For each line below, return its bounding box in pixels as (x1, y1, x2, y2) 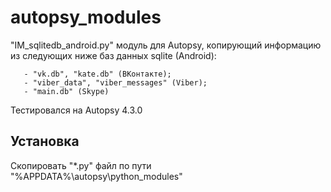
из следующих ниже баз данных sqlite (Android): (10, 49, 217, 61)
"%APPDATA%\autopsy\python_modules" (10, 170, 183, 182)
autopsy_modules (10, 6, 162, 29)
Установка (10, 133, 80, 150)
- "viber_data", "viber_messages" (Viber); (23, 77, 208, 88)
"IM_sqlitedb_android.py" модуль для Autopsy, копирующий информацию (10, 39, 322, 51)
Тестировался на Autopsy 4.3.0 (10, 104, 143, 116)
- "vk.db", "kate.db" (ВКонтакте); (23, 69, 172, 79)
